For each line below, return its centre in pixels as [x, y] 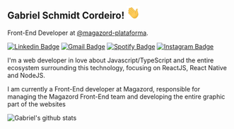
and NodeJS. [27, 75]
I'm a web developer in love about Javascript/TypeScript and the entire [111, 60]
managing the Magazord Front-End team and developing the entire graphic [116, 96]
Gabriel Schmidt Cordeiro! [66, 16]
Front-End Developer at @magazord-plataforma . [78, 33]
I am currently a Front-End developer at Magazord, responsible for [104, 89]
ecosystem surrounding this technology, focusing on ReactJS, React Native [117, 67]
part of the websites [36, 104]
